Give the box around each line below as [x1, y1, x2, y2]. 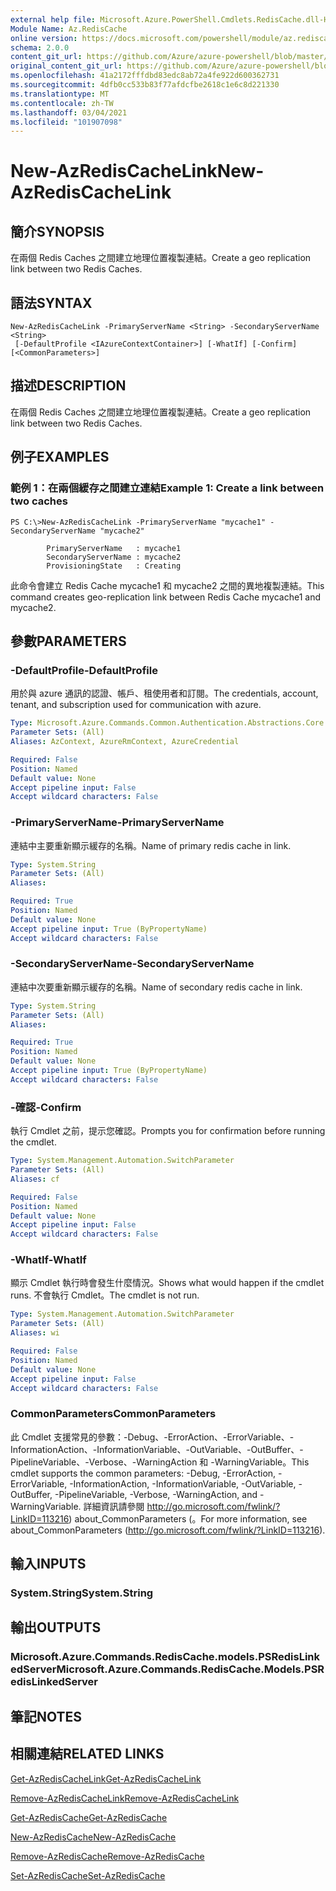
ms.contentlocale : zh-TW [10, 98, 114, 108]
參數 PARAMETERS [10, 632, 127, 650]
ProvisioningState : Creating [46, 561, 182, 571]
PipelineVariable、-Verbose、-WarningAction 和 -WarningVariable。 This [10, 1456, 310, 1468]
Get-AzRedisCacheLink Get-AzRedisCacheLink [10, 1772, 202, 1785]
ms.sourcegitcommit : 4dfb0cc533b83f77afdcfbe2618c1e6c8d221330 [10, 80, 280, 90]
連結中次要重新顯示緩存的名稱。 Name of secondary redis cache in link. [10, 981, 303, 993]
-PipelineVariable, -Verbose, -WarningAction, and [54, 1488, 258, 1500]
